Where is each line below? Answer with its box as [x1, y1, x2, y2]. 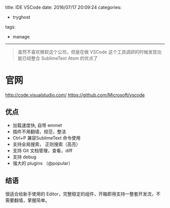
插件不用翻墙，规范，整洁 [12, 129, 66, 135]
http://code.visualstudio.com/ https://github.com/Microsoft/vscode [5, 92, 145, 98]
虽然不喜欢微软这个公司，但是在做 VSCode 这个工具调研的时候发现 [17, 49, 157, 55]
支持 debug [12, 154, 36, 160]
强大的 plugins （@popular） [12, 160, 73, 166]
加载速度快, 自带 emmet [12, 122, 62, 128]
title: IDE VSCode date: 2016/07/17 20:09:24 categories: [5, 5, 122, 10]
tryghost [12, 14, 30, 20]
